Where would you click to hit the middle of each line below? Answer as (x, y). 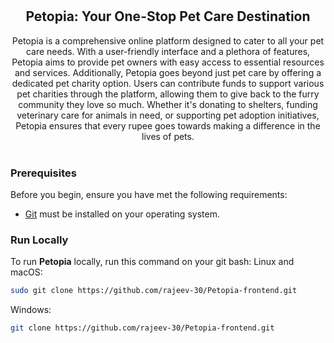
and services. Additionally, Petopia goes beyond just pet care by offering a (168, 72)
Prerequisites (43, 173)
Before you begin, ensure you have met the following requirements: (149, 195)
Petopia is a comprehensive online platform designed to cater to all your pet (168, 40)
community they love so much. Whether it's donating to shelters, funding (168, 104)
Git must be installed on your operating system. (122, 214)
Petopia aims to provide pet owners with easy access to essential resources (168, 62)
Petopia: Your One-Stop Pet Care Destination (168, 16)
